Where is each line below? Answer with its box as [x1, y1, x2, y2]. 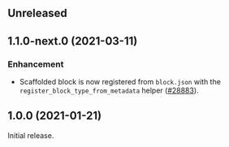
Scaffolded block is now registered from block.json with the [19, 77, 221, 87]
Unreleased [7, 6, 68, 20]
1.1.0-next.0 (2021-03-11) [7, 34, 138, 48]
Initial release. [7, 130, 54, 141]
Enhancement [7, 58, 64, 70]
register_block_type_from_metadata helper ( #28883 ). [19, 85, 200, 96]
